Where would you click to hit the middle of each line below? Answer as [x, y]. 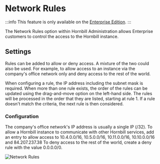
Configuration [22, 116]
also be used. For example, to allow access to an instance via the [70, 68]
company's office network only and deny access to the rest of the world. [78, 74]
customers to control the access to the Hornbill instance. [62, 36]
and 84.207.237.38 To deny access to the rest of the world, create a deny [78, 142]
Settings [18, 52]
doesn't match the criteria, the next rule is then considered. [64, 104]
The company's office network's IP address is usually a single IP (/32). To [79, 127]
